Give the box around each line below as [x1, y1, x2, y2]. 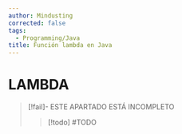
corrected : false [8, 19, 66, 27]
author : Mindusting [8, 11, 73, 20]
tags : [8, 26, 26, 34]
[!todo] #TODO [47, 117, 97, 128]
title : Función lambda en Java [8, 41, 113, 49]
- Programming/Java [15, 33, 81, 42]
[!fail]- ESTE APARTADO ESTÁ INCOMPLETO [27, 102, 175, 112]
